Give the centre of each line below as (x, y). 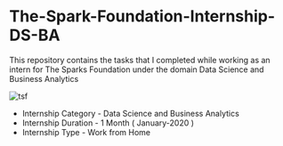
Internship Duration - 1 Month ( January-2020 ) (108, 123)
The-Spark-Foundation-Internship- (142, 16)
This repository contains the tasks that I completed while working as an (140, 60)
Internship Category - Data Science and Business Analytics (131, 113)
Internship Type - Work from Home (86, 132)
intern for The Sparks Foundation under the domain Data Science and (137, 69)
